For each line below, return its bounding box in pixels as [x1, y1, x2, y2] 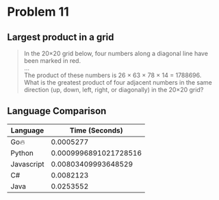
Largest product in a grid [7, 31, 114, 43]
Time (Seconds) [69, 126, 123, 135]
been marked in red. [23, 57, 81, 65]
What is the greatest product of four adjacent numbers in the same [23, 78, 212, 86]
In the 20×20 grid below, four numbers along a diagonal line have [23, 49, 209, 57]
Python [10, 148, 34, 158]
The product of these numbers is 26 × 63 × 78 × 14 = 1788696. [23, 71, 202, 79]
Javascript [10, 159, 44, 169]
